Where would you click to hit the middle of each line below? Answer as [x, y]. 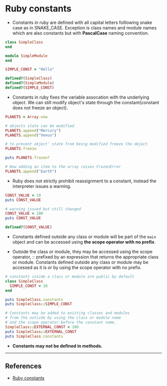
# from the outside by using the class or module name [63, 318]
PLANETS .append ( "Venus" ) [31, 135]
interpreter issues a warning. [42, 186]
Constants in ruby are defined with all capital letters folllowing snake [82, 22]
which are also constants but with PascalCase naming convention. [81, 33]
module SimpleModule [27, 56]
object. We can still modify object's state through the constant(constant [86, 102]
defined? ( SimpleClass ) [29, 78]
